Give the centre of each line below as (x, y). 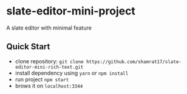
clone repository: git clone (49, 61)
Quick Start (28, 47)
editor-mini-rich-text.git (49, 67)
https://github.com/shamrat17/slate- (134, 61)
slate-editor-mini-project (71, 11)
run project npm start (42, 79)
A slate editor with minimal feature (49, 28)
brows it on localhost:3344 (49, 86)
